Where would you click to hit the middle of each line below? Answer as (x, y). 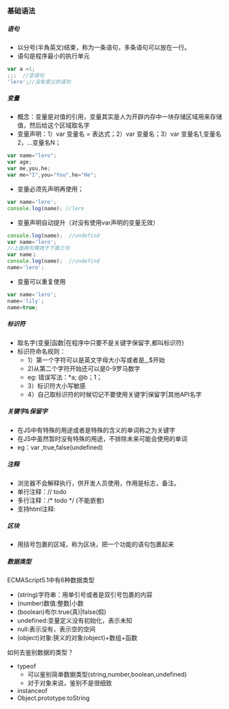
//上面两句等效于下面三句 (39, 248)
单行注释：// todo (42, 491)
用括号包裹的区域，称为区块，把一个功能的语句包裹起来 (95, 544)
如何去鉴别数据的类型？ (40, 653)
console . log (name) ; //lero (46, 208)
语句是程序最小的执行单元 (53, 56)
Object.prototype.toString (53, 698)
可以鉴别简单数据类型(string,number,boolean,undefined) (107, 675)
